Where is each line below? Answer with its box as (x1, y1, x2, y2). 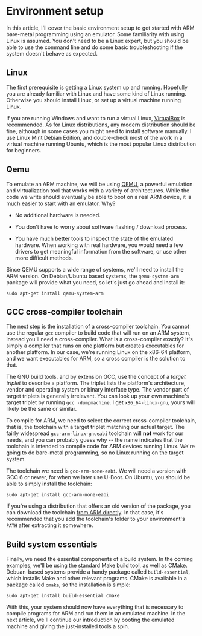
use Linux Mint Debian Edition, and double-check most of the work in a (6, 134, 183, 141)
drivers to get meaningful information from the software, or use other (14, 248, 187, 255)
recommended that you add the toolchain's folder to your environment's (6, 516, 185, 523)
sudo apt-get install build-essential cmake (6, 593, 120, 599)
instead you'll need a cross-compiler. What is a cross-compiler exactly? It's (6, 336, 193, 343)
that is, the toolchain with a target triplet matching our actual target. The (6, 424, 185, 431)
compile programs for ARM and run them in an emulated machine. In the (6, 610, 186, 617)
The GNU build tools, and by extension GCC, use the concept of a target (6, 373, 186, 381)
